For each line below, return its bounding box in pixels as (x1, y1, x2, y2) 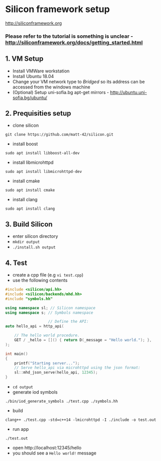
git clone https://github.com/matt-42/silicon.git (5, 132, 114, 137)
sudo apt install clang (5, 206, 55, 212)
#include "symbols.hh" (5, 296, 53, 301)
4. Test (5, 258, 28, 267)
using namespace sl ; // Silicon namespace (5, 305, 96, 310)
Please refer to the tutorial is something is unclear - (5, 33, 133, 40)
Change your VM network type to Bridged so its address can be (12, 78, 145, 84)
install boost (12, 141, 38, 147)
